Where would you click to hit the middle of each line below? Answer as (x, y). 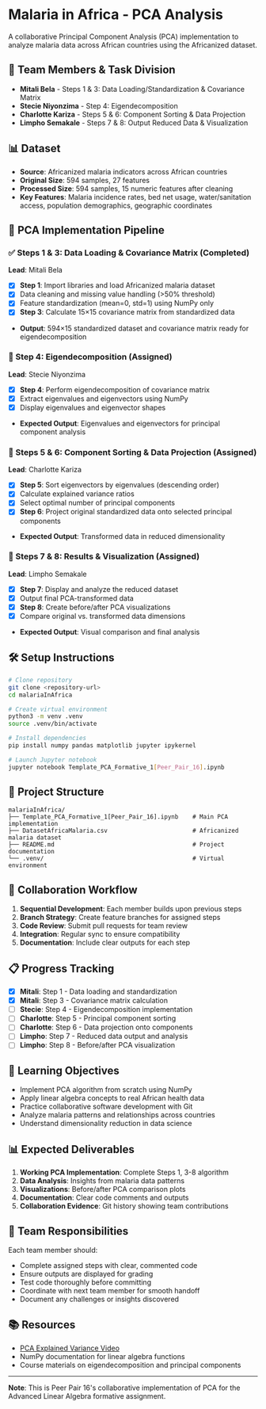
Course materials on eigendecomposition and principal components (130, 1365)
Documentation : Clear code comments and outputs (104, 1197)
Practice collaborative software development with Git (106, 1106)
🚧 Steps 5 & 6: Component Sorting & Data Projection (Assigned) (133, 452)
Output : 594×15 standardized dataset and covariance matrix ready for (134, 328)
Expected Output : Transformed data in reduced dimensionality (122, 536)
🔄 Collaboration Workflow (73, 890)
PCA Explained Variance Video (70, 1348)
